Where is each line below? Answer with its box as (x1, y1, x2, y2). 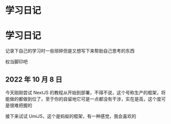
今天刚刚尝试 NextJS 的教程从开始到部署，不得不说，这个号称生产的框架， (5, 89, 161, 95)
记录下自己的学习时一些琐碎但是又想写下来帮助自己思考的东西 (5, 48, 135, 54)
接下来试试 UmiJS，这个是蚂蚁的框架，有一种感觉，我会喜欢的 (5, 113, 136, 119)
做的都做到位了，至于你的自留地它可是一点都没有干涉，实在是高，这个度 (9, 95, 161, 102)
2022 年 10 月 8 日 (5, 75, 63, 84)
